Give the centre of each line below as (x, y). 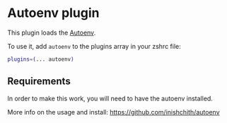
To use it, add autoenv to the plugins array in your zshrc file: (94, 46)
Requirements (39, 82)
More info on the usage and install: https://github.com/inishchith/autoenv (113, 112)
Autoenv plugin (53, 13)
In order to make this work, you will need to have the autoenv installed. (110, 98)
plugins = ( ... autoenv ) (41, 59)
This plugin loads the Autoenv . (52, 33)
